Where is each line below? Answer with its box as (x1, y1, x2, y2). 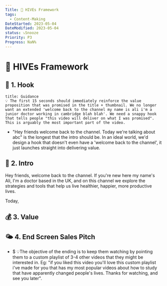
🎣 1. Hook (5, 81, 34, 90)
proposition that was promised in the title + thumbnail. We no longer (5, 102, 157, 107)
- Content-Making (9, 16, 46, 21)
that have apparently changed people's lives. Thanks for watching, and (12, 270, 158, 276)
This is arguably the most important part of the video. (5, 120, 126, 125)
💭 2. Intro (5, 159, 34, 168)
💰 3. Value (5, 212, 39, 221)
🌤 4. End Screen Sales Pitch (5, 233, 95, 241)
